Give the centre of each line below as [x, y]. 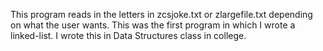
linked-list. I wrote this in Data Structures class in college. [128, 35]
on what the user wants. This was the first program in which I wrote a [153, 25]
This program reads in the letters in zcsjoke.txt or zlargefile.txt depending [161, 14]
